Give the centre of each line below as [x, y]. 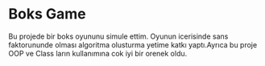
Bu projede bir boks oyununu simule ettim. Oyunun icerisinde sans [118, 36]
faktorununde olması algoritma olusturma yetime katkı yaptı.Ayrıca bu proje [133, 44]
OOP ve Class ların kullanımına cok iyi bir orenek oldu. [98, 53]
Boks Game [47, 14]
